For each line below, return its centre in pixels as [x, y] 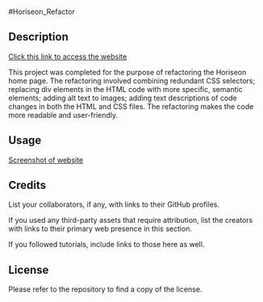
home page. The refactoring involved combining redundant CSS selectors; [132, 81]
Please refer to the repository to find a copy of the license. [105, 289]
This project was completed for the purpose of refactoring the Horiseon [127, 72]
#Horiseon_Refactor [42, 12]
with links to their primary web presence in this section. [100, 229]
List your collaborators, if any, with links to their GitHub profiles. [114, 204]
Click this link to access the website [68, 57]
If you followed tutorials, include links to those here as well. [106, 245]
